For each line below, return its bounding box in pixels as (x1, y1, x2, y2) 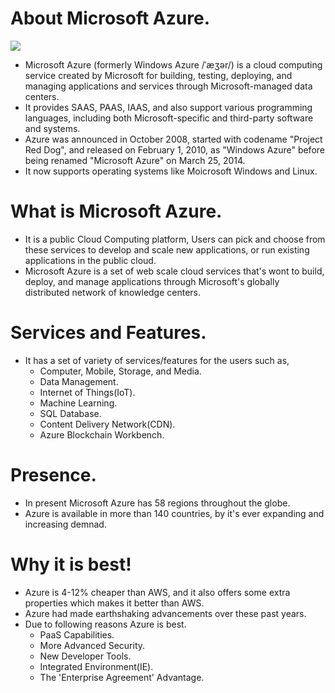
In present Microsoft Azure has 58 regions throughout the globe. (24, 497, 291, 509)
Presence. (10, 464, 97, 486)
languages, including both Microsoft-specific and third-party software (24, 112, 314, 124)
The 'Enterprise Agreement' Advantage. (39, 671, 205, 683)
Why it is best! (10, 553, 132, 576)
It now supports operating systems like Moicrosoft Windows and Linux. (24, 165, 318, 177)
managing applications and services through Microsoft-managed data (24, 80, 313, 92)
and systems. (24, 122, 81, 134)
